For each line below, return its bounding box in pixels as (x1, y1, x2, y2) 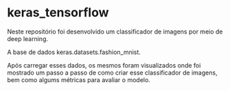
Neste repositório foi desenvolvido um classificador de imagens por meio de (7, 27, 223, 36)
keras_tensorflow (7, 5, 109, 21)
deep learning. (7, 34, 48, 42)
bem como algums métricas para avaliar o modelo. (7, 75, 151, 83)
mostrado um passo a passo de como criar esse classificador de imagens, (7, 68, 218, 77)
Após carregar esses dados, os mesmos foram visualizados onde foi (7, 61, 201, 69)
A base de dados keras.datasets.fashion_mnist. (7, 48, 141, 56)
